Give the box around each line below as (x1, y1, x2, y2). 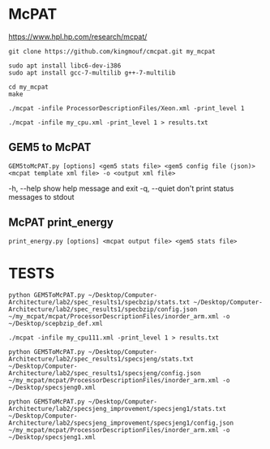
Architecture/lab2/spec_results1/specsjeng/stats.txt (8, 355, 195, 363)
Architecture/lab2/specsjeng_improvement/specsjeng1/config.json (8, 419, 234, 427)
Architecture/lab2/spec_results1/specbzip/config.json (8, 305, 198, 313)
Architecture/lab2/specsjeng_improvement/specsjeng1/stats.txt (8, 404, 227, 412)
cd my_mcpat (8, 83, 49, 91)
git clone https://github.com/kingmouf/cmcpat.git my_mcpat (8, 47, 216, 55)
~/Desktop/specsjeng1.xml (8, 433, 96, 441)
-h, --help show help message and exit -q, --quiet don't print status (8, 183, 234, 193)
